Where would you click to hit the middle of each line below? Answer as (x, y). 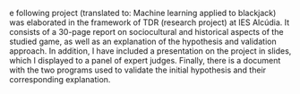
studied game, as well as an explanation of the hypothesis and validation (143, 41)
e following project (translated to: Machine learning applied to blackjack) (143, 13)
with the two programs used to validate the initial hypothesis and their (138, 70)
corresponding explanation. (60, 79)
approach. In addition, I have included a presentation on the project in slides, (150, 51)
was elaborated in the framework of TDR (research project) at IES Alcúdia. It (150, 22)
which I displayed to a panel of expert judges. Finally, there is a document (145, 60)
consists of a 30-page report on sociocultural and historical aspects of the (146, 32)
